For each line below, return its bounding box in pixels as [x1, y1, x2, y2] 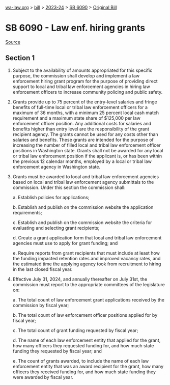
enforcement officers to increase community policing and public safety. [12, 89, 163, 95]
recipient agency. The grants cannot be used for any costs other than [12, 131, 159, 137]
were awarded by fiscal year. [12, 374, 74, 380]
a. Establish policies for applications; [12, 194, 90, 200]
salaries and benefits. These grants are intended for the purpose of [12, 136, 154, 143]
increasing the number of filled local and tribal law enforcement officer [12, 142, 161, 148]
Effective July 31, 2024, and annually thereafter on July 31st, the [12, 276, 148, 282]
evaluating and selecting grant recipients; [12, 225, 100, 231]
